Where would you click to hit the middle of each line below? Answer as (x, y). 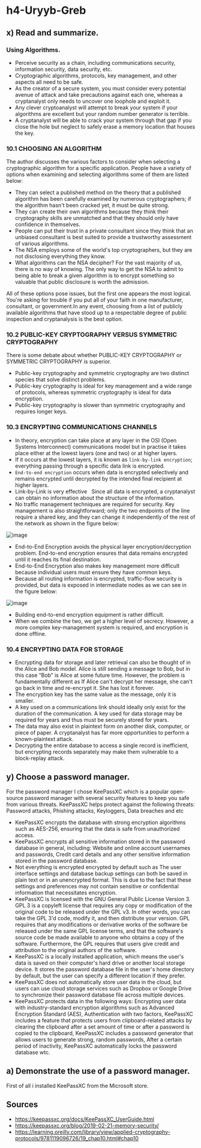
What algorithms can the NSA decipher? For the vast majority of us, (98, 263)
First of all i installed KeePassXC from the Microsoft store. (77, 1085)
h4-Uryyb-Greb (46, 11)
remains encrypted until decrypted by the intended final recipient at (98, 478)
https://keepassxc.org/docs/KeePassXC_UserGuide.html (85, 1119)
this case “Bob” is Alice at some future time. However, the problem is (100, 675)
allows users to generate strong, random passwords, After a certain (98, 1039)
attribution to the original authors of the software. (76, 950)
